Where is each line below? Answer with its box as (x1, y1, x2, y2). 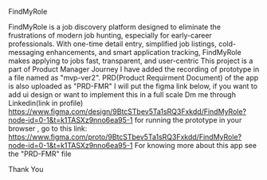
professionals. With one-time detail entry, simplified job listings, (8, 39, 218, 49)
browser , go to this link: (8, 123, 88, 133)
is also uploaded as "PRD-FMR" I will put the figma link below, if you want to (8, 81, 257, 91)
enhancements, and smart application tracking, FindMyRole (45, 48, 241, 57)
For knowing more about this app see (134, 141, 257, 150)
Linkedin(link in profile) (8, 99, 84, 108)
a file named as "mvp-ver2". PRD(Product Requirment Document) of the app (8, 73, 259, 82)
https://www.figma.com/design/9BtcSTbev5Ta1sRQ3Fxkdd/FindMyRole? (8, 107, 247, 116)
